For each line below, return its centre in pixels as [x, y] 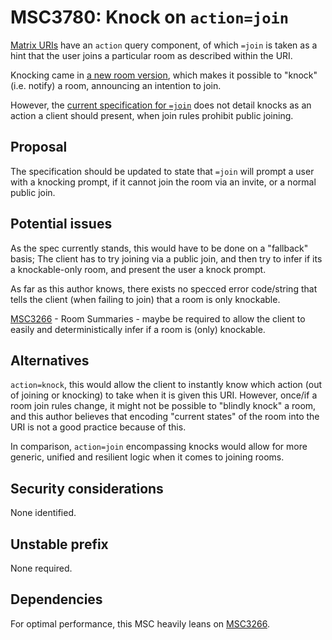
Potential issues [61, 224]
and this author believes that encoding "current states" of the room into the [165, 417]
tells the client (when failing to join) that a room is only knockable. [145, 299]
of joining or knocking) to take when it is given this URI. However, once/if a [164, 395]
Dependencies [56, 599]
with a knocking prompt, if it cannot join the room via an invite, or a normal [163, 182]
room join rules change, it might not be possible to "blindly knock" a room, [163, 406]
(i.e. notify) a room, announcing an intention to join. [116, 85]
